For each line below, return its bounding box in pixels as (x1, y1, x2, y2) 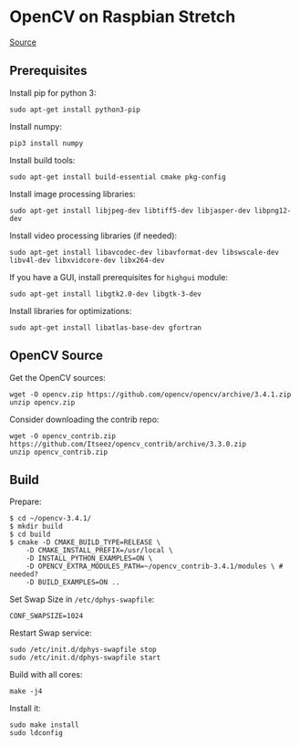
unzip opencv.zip (9, 397, 76, 407)
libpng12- (253, 205, 292, 216)
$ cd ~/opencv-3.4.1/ (9, 514, 92, 523)
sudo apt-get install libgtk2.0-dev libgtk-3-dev (9, 289, 202, 299)
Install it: (9, 703, 41, 714)
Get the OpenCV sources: (9, 372, 107, 383)
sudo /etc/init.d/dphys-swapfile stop (9, 646, 157, 655)
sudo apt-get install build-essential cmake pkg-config (9, 172, 226, 182)
